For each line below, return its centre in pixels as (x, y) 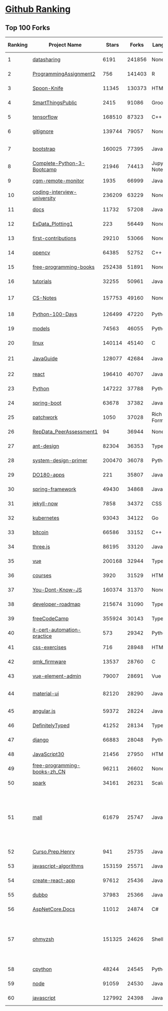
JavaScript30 (48, 754)
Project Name (65, 45)
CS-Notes (44, 297)
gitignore (43, 131)
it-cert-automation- (56, 630)
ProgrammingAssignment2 (64, 74)
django (40, 740)
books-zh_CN (49, 772)
